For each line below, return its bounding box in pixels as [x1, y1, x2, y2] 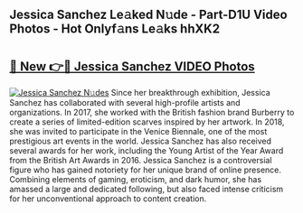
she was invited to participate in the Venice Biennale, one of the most [9, 126, 268, 136]
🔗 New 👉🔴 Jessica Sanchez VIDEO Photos [9, 59, 255, 74]
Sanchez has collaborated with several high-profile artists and [9, 97, 241, 107]
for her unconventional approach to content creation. [9, 193, 207, 204]
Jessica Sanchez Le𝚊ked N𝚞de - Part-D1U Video [9, 7, 288, 23]
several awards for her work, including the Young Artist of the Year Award [9, 145, 284, 156]
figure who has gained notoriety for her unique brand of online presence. [9, 164, 282, 175]
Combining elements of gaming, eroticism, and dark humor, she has [9, 174, 262, 184]
